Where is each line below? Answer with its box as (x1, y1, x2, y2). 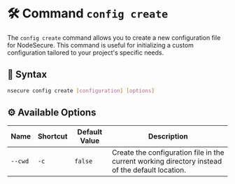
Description (148, 132, 188, 141)
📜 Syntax (7, 69, 48, 80)
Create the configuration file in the (111, 148, 225, 157)
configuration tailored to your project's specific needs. (7, 48, 164, 57)
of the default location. (111, 165, 187, 175)
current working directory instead (111, 157, 222, 167)
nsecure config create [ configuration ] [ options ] (7, 87, 155, 94)
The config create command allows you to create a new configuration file (7, 33, 221, 42)
